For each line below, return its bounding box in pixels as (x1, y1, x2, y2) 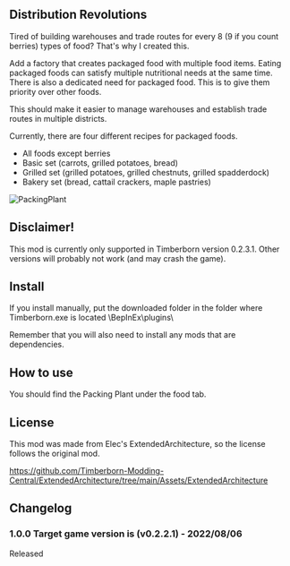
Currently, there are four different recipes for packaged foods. (9, 130, 239, 141)
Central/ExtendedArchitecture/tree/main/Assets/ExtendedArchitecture (9, 475, 269, 486)
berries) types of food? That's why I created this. (9, 40, 190, 51)
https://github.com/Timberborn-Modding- (9, 466, 164, 476)
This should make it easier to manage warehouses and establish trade (9, 103, 268, 115)
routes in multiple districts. (9, 113, 107, 124)
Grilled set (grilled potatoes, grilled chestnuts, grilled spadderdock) (21, 167, 270, 177)
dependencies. (9, 339, 64, 350)
